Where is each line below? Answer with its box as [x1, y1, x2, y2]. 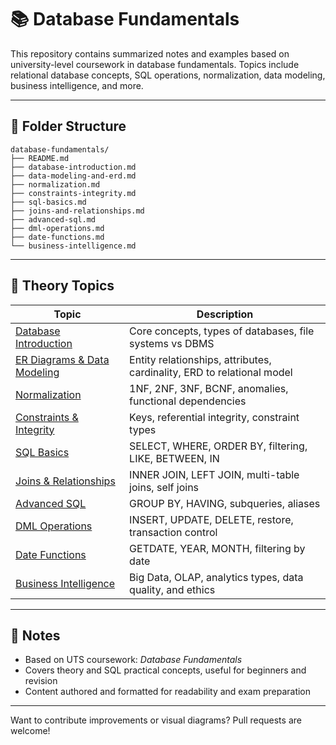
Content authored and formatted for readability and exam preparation [24, 686, 312, 698]
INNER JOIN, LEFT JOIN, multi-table [129, 467, 300, 481]
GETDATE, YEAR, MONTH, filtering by [129, 541, 306, 555]
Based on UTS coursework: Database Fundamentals [24, 654, 243, 666]
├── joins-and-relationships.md [10, 206, 145, 216]
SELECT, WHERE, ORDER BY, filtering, [129, 439, 308, 453]
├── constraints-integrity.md [10, 188, 137, 198]
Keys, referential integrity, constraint [129, 410, 300, 424]
